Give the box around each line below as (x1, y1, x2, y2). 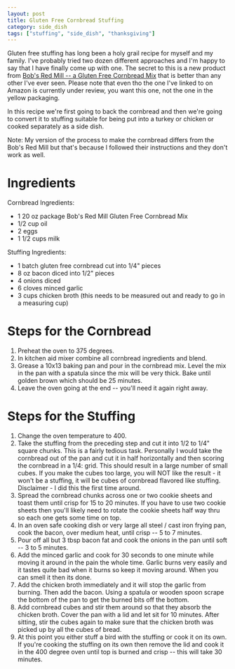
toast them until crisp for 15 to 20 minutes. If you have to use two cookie (17, 499, 227, 507)
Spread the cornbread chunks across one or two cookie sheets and (17, 492, 213, 500)
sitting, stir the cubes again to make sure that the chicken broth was (17, 618, 214, 626)
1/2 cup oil (17, 219, 48, 228)
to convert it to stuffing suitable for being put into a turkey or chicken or (7, 115, 214, 123)
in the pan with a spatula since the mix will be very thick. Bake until (17, 369, 211, 377)
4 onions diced (17, 276, 61, 285)
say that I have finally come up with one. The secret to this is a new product (7, 64, 226, 72)
